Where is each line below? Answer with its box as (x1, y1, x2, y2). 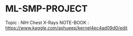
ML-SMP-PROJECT (5, 3, 88, 14)
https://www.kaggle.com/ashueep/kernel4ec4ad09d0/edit (5, 24, 128, 30)
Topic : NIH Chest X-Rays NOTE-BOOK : (5, 19, 89, 25)
